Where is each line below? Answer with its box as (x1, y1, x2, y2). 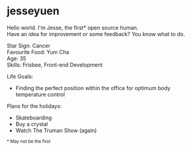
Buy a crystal (15, 120, 48, 127)
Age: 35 (7, 55, 26, 62)
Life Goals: (7, 73, 34, 80)
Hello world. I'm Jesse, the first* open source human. (7, 24, 139, 31)
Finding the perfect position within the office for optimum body (15, 84, 171, 91)
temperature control (15, 91, 65, 98)
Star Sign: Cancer (7, 42, 50, 49)
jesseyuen (7, 4, 60, 18)
